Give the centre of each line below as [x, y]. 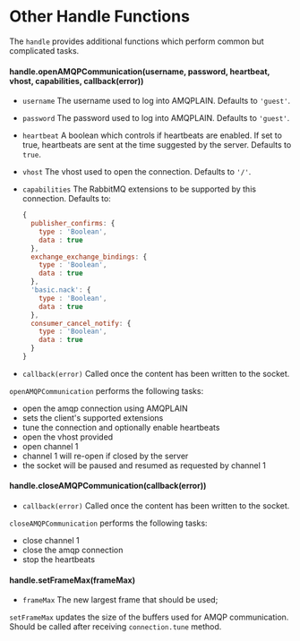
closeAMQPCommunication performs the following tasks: [108, 523]
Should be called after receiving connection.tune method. [116, 627]
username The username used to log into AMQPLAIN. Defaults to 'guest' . [156, 101]
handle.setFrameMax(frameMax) [73, 580]
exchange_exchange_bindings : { [89, 257]
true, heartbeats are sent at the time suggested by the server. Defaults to [157, 145]
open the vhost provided [68, 437]
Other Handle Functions [100, 17]
